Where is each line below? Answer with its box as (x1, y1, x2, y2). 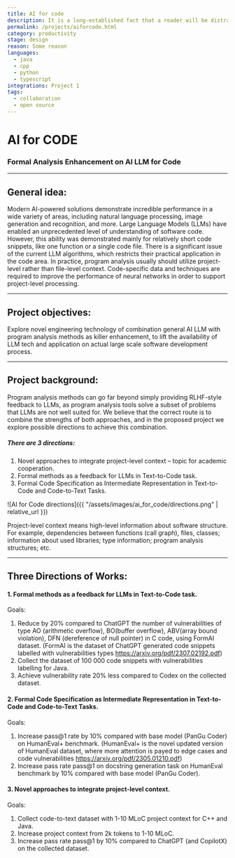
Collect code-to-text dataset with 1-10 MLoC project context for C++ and (17, 814, 228, 822)
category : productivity (7, 29, 77, 37)
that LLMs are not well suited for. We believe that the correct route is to (7, 408, 212, 416)
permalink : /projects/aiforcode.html (7, 23, 117, 30)
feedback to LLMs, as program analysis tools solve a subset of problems (7, 400, 217, 409)
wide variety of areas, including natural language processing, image (7, 212, 203, 221)
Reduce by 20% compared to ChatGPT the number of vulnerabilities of (17, 619, 222, 628)
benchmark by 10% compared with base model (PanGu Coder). (17, 769, 201, 777)
